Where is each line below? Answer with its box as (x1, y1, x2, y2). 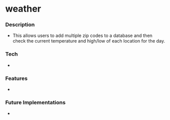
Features (5, 74, 28, 82)
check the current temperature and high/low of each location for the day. (12, 38, 165, 44)
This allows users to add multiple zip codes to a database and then (12, 32, 153, 38)
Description (5, 21, 35, 28)
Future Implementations (5, 99, 66, 106)
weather (5, 3, 42, 15)
